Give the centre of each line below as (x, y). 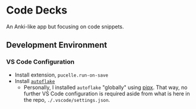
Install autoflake (35, 81)
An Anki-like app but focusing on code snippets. (65, 27)
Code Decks (37, 10)
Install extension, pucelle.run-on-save (61, 75)
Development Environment (57, 45)
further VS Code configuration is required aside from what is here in (107, 93)
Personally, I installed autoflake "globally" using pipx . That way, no (105, 87)
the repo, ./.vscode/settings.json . (67, 100)
